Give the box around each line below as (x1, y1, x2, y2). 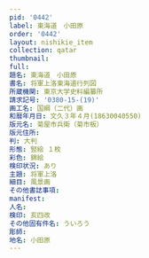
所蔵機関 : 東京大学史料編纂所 (9, 87, 104, 96)
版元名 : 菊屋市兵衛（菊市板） (9, 121, 104, 129)
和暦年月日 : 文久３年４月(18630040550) (9, 112, 142, 121)
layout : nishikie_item (9, 37, 93, 47)
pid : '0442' (9, 12, 53, 22)
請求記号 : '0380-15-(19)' (9, 95, 100, 105)
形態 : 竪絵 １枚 (9, 145, 61, 153)
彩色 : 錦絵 (9, 152, 44, 162)
